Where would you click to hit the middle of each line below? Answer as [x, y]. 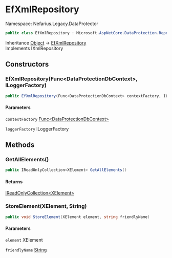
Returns [14, 181]
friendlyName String [26, 250]
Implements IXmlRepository [34, 48]
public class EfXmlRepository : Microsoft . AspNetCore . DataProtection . [82, 33]
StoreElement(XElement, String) [46, 206]
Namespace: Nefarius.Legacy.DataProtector [52, 24]
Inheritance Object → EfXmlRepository [46, 42]
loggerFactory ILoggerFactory [37, 128]
